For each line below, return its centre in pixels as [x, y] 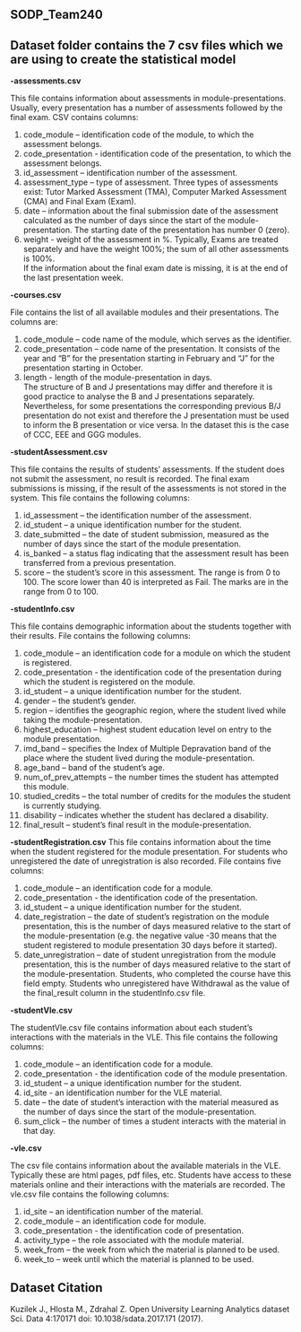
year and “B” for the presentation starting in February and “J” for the [149, 359]
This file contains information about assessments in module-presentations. [148, 99]
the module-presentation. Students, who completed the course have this [157, 974]
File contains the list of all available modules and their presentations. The [145, 312]
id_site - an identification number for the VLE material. [123, 1093]
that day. [39, 1131]
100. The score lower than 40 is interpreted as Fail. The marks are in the [156, 582]
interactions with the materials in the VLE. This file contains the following [144, 1037]
